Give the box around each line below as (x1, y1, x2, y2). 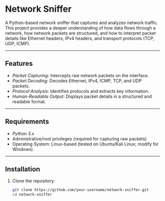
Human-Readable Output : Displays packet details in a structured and (12, 93, 152, 99)
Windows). (12, 146, 34, 152)
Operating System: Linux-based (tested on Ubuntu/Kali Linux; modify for (12, 141, 159, 147)
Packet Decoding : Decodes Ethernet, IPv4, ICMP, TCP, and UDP (12, 78, 142, 84)
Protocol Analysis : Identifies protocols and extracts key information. (12, 88, 150, 94)
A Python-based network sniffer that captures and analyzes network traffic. (5, 20, 159, 26)
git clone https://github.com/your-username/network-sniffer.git (12, 188, 149, 193)
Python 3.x (12, 130, 34, 136)
